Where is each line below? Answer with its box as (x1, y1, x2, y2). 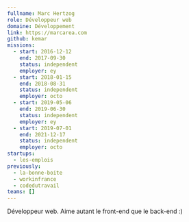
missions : (7, 42, 36, 49)
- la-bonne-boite (13, 169, 63, 176)
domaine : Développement (7, 23, 75, 29)
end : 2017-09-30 (19, 55, 66, 62)
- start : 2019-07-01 (13, 125, 72, 132)
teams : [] (7, 188, 36, 195)
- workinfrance (13, 175, 57, 182)
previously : (7, 162, 41, 170)
